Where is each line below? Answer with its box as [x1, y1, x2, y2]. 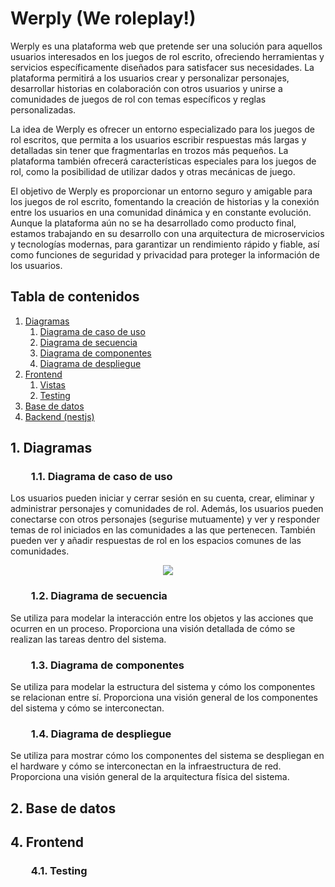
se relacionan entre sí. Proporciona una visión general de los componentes [10, 692, 318, 704]
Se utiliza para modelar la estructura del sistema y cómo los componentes [10, 681, 316, 693]
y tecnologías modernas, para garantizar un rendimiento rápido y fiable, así [10, 238, 320, 250]
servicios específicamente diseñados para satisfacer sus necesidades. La [10, 61, 315, 73]
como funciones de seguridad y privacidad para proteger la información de [10, 248, 320, 261]
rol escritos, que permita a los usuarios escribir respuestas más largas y [10, 133, 307, 146]
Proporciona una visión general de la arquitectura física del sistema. [10, 771, 290, 783]
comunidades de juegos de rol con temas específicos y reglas [10, 93, 267, 105]
